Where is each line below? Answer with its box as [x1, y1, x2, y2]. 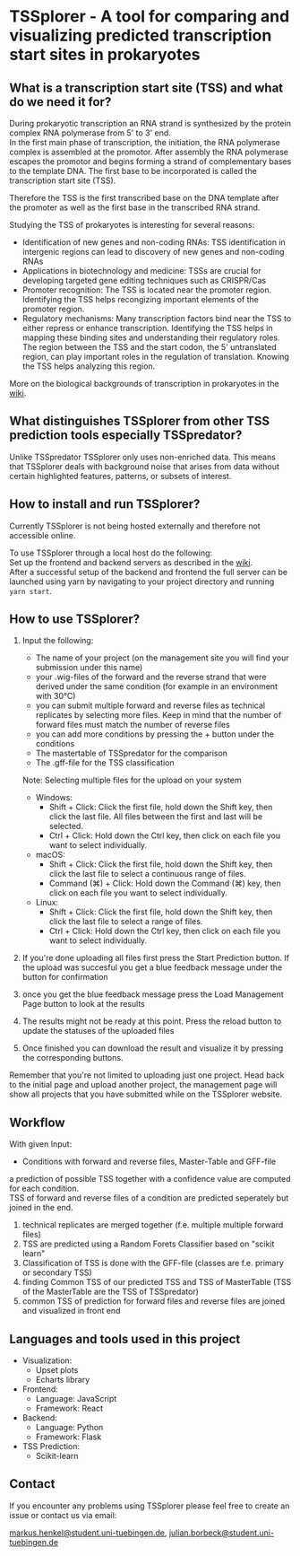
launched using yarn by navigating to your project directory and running [9, 576, 275, 587]
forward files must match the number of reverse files [35, 720, 230, 730]
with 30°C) [35, 691, 76, 702]
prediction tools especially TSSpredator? [9, 428, 243, 443]
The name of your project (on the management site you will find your [35, 652, 289, 663]
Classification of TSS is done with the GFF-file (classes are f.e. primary [21, 1258, 285, 1269]
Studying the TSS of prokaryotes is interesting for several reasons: [9, 220, 255, 230]
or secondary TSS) [21, 1267, 92, 1278]
